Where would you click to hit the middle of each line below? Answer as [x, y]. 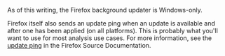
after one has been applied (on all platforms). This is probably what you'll [113, 31]
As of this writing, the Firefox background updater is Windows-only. [105, 10]
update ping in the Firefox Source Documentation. [79, 45]
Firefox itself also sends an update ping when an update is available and [111, 23]
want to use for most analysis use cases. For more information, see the [110, 38]
